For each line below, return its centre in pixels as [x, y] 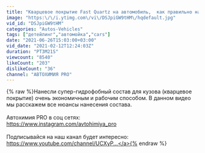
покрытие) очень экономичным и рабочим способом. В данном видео [99, 98]
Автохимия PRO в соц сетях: [43, 118]
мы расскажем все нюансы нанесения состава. [69, 105]
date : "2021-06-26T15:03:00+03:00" [52, 40]
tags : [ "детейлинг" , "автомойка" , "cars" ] [59, 35]
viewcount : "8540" [30, 57]
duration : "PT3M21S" [33, 52]
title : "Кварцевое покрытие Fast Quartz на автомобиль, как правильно [99, 12]
